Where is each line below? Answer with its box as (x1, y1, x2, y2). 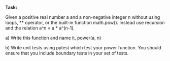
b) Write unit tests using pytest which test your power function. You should (5, 45, 161, 50)
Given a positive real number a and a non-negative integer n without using (5, 14, 160, 20)
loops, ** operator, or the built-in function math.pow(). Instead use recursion (5, 20, 165, 25)
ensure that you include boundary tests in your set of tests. (5, 50, 129, 56)
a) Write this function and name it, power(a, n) (5, 35, 101, 41)
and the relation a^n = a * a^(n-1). (5, 25, 75, 31)
